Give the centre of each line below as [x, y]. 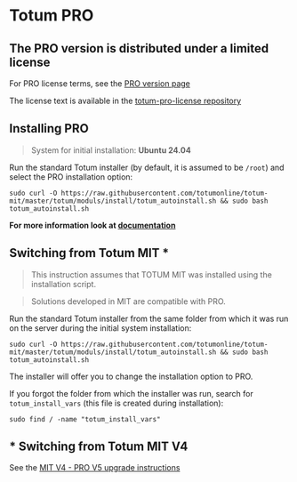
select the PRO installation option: [71, 177]
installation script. [63, 284]
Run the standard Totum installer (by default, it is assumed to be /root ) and [147, 167]
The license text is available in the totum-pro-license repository [125, 100]
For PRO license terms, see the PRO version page [100, 84]
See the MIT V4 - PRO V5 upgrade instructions [95, 468]
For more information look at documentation [92, 225]
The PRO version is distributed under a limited [139, 48]
